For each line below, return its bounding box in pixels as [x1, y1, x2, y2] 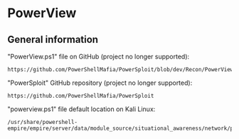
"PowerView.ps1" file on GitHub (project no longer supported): [7, 52, 190, 61]
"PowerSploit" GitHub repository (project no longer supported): [7, 78, 193, 87]
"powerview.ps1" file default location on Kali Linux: [7, 105, 156, 113]
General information [7, 34, 98, 46]
